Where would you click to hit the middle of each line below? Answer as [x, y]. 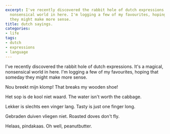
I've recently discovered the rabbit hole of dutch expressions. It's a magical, [84, 66]
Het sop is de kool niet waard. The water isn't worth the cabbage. [73, 97]
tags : [11, 38]
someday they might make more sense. [46, 77]
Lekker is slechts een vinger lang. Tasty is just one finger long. [70, 106]
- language [17, 52]
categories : [18, 29]
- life [12, 33]
